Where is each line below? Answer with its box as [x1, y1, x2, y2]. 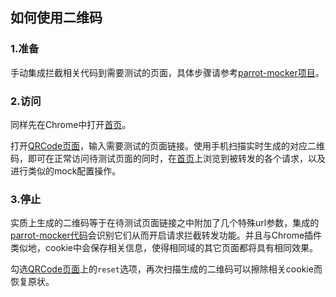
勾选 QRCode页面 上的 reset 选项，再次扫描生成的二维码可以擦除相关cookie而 [10, 263, 323, 275]
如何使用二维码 [10, 9, 103, 27]
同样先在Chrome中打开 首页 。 [10, 118, 132, 130]
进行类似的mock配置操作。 [10, 164, 122, 177]
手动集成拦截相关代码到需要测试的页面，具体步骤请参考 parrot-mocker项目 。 [10, 66, 325, 78]
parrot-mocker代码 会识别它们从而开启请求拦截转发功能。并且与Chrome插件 [10, 229, 323, 242]
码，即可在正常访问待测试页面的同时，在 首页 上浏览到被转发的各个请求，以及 [10, 152, 326, 164]
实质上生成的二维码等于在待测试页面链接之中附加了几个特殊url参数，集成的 [10, 217, 320, 229]
